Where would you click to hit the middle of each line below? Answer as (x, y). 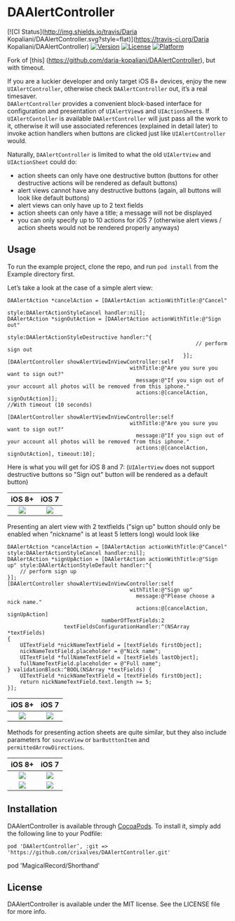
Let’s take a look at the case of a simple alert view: (80, 288)
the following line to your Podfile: (55, 833)
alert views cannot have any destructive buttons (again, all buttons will (119, 190)
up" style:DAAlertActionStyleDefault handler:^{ (80, 565)
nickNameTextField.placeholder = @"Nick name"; (90, 651)
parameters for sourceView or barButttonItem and (78, 739)
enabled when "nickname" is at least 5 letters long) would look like (103, 534)
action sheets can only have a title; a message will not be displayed (115, 213)
